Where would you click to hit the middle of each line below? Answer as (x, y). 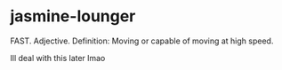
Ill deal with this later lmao (58, 58)
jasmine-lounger (73, 16)
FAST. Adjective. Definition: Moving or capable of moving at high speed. (142, 41)
